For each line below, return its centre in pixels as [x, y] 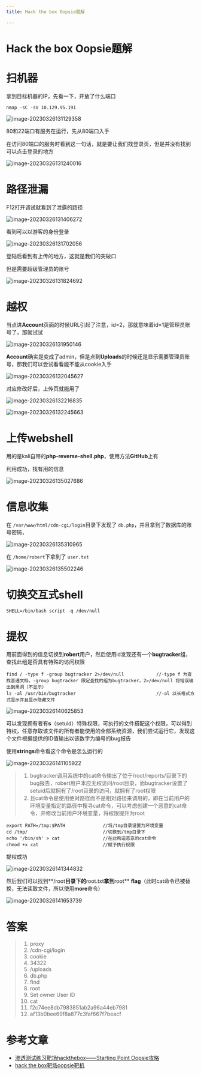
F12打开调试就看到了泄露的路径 [45, 207]
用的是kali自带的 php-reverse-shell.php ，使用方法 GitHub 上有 [82, 456]
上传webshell [40, 438]
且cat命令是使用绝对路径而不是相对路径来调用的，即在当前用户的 [110, 798]
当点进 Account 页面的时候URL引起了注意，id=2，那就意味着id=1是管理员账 [98, 324]
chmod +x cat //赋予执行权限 [71, 845]
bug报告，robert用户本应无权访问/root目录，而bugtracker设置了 [109, 783]
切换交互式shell [45, 595]
